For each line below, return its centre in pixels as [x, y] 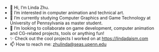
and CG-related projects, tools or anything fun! [57, 33]
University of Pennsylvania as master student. [56, 23]
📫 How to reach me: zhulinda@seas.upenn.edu [58, 44]
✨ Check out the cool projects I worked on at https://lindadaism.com [79, 38]
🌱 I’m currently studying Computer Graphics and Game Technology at [80, 18]
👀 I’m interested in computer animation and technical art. [67, 13]
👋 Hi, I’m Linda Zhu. [29, 8]
